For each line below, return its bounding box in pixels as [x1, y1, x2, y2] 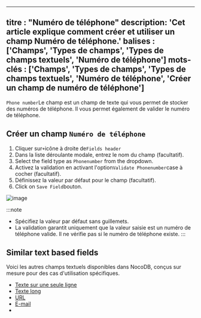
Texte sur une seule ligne [14, 282, 77, 289]
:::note [6, 206, 22, 213]
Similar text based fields [6, 247, 99, 258]
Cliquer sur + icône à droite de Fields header [14, 145, 121, 152]
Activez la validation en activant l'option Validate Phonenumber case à [14, 164, 183, 171]
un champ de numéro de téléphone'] [6, 83, 145, 93]
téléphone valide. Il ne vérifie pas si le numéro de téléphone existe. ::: [14, 230, 186, 237]
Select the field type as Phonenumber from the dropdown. [14, 157, 154, 164]
